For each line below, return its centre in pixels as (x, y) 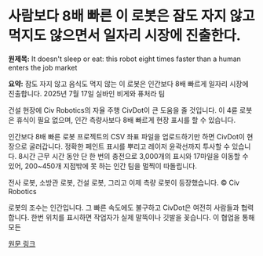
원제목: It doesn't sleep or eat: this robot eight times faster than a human (125, 59)
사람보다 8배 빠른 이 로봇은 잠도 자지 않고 (131, 16)
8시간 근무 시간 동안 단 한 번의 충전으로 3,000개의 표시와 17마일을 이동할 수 (133, 156)
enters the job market (43, 67)
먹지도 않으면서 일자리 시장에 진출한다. (124, 36)
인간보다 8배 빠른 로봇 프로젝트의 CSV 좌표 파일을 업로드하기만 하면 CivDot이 (127, 136)
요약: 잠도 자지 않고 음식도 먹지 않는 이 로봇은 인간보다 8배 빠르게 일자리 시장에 (128, 84)
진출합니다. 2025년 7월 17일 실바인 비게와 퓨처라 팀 (87, 93)
